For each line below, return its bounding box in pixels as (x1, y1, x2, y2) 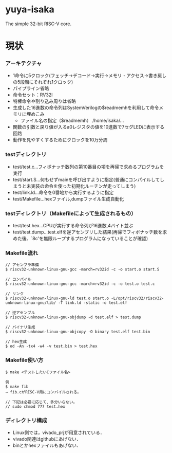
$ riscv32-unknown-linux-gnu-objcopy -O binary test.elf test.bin (5, 329, 150, 335)
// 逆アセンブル (5, 310, 35, 316)
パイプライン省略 (12, 85, 49, 92)
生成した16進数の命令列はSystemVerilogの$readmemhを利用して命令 (12, 104, 159, 111)
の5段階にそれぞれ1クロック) (12, 79, 73, 85)
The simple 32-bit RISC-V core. (5, 21, 72, 27)
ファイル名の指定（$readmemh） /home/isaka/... (20, 117, 124, 124)
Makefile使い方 (5, 356, 44, 364)
